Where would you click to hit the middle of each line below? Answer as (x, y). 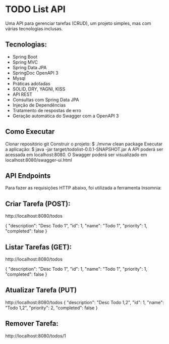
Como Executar (30, 132)
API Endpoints (28, 176)
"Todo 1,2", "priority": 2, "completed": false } (51, 308)
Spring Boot (25, 57)
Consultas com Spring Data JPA (46, 100)
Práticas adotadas (31, 83)
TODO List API (35, 9)
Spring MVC (25, 62)
